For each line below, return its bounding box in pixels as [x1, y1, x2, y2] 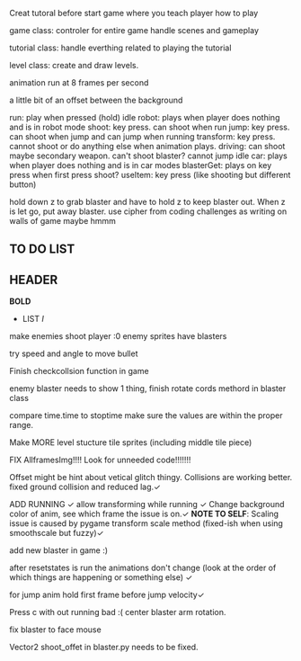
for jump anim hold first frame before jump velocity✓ [9, 589, 205, 601]
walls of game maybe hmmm [9, 216, 117, 226]
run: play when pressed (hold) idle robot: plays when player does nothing [9, 112, 280, 122]
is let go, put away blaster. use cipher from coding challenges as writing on [9, 206, 288, 217]
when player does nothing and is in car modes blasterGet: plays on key [9, 160, 272, 170]
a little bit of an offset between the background [9, 94, 183, 105]
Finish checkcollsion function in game [9, 366, 150, 377]
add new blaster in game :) [9, 545, 109, 556]
